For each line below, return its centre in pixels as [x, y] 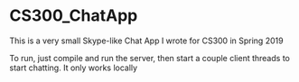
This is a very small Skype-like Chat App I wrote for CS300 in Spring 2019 [146, 41]
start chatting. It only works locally [74, 68]
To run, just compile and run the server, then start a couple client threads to [150, 58]
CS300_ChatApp [74, 16]
